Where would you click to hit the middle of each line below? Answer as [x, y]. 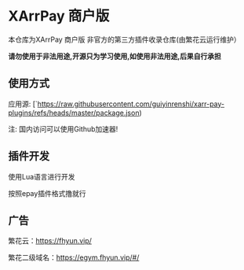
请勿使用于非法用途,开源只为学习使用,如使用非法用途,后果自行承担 [115, 56]
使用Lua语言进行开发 [42, 176]
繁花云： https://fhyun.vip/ [50, 241]
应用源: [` [23, 104]
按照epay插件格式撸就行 [47, 193]
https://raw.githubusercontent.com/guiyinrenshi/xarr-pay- [131, 104]
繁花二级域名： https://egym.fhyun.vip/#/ [74, 257]
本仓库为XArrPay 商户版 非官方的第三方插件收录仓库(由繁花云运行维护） [124, 39]
